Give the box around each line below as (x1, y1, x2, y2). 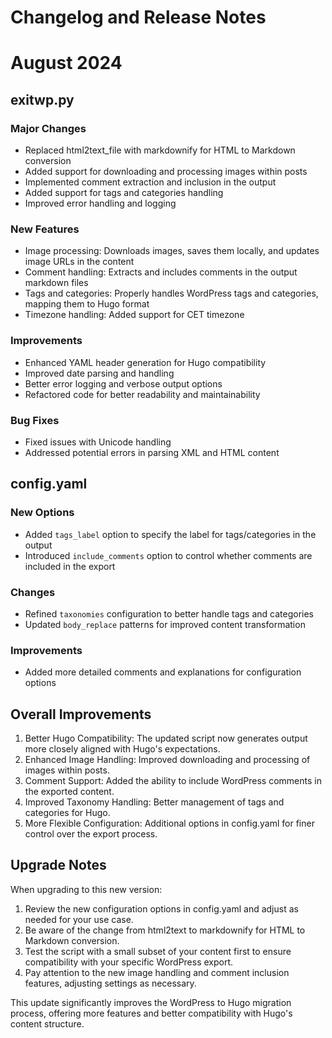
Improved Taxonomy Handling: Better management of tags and (24, 796, 285, 808)
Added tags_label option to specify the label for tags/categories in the (24, 528, 317, 540)
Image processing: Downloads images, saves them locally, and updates (24, 245, 320, 257)
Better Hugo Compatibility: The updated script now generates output (24, 732, 308, 745)
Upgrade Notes (10, 857, 107, 874)
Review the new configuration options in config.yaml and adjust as (24, 902, 299, 915)
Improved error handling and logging (24, 197, 177, 210)
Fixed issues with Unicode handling (24, 436, 172, 448)
